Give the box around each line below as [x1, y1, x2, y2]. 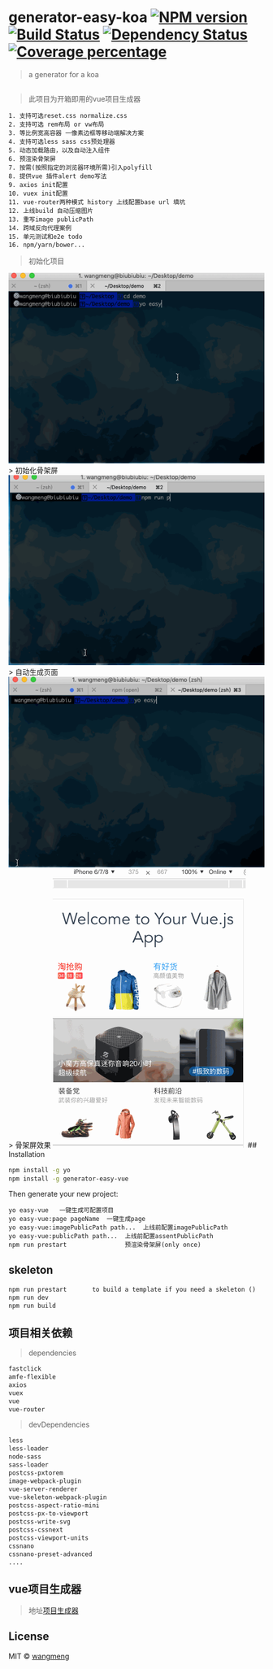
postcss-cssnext [8, 1526, 63, 1534]
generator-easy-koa [8, 8, 148, 27]
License [8, 1630, 50, 1644]
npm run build [8, 1302, 57, 1310]
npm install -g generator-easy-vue [8, 1175, 129, 1183]
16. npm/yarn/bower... [8, 241, 85, 250]
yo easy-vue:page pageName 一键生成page [8, 1215, 146, 1223]
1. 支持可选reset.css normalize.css [8, 112, 128, 120]
